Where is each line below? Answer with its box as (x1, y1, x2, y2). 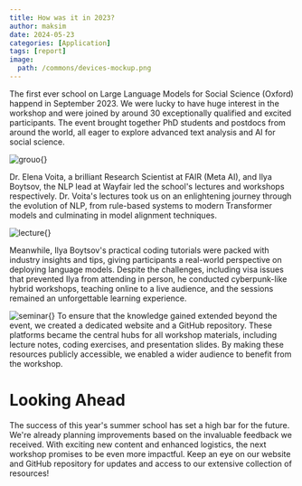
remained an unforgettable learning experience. (9, 293, 187, 304)
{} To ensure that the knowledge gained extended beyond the (48, 310, 278, 321)
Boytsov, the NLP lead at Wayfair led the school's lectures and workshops (9, 181, 285, 192)
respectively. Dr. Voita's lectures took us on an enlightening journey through (9, 191, 292, 201)
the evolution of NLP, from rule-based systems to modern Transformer (9, 200, 273, 210)
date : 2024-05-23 (9, 30, 75, 39)
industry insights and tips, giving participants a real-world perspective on (9, 254, 282, 265)
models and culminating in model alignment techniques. (9, 210, 217, 220)
